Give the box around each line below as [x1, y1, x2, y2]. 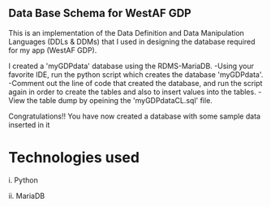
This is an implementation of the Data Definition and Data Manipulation [8, 28, 245, 37]
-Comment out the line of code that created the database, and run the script [8, 78, 263, 88]
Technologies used [8, 149, 140, 166]
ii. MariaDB [8, 191, 45, 201]
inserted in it [8, 119, 50, 129]
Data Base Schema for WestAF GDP [8, 6, 192, 20]
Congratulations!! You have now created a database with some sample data [8, 111, 261, 121]
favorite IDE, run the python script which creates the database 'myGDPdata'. [8, 69, 264, 80]
